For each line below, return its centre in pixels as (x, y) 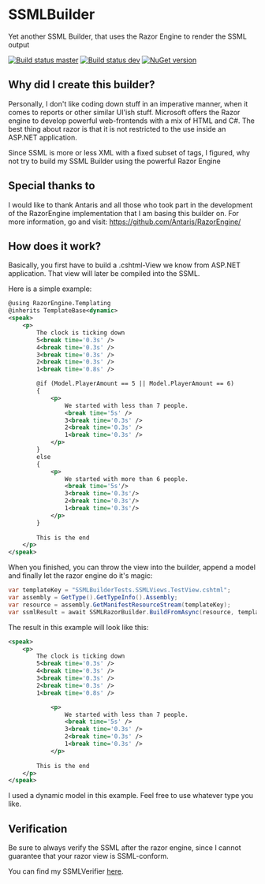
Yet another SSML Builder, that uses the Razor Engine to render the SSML (127, 36)
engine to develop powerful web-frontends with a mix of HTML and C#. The (131, 121)
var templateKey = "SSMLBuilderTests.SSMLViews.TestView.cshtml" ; (119, 590)
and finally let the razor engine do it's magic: (80, 576)
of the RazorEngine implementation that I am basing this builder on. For (123, 213)
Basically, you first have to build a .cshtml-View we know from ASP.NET (124, 265)
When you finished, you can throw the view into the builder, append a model (132, 567)
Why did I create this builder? (82, 85)
